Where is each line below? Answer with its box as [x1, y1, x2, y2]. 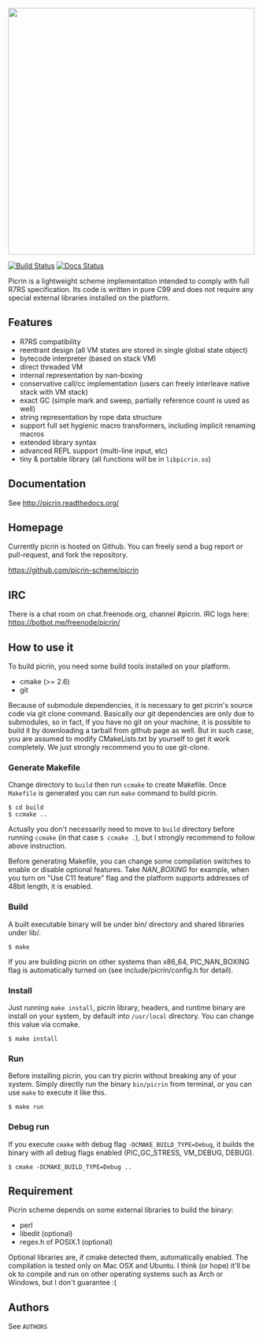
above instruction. [8, 841, 67, 851]
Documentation [8, 477, 87, 491]
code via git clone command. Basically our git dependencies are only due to [8, 709, 254, 718]
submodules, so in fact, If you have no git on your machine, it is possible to [8, 717, 251, 727]
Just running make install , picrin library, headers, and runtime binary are [8, 1002, 246, 1012]
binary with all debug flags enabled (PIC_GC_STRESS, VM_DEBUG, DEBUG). [8, 1148, 254, 1157]
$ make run [8, 1103, 44, 1111]
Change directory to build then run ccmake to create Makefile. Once [8, 780, 227, 789]
